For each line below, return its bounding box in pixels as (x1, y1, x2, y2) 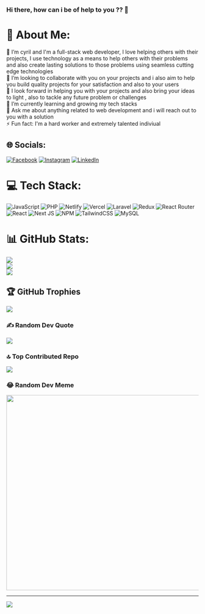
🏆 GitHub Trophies (6, 286, 81, 297)
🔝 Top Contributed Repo (6, 352, 79, 361)
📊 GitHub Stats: (6, 232, 90, 246)
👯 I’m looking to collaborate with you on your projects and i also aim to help (6, 74, 195, 81)
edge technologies (6, 67, 54, 75)
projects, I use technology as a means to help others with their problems (6, 54, 188, 62)
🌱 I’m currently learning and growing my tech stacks (6, 100, 137, 107)
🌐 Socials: (6, 140, 46, 150)
